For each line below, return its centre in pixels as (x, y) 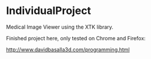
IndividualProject (48, 11)
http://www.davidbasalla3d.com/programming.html (68, 49)
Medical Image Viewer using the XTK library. (60, 27)
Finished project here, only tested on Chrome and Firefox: (76, 38)
